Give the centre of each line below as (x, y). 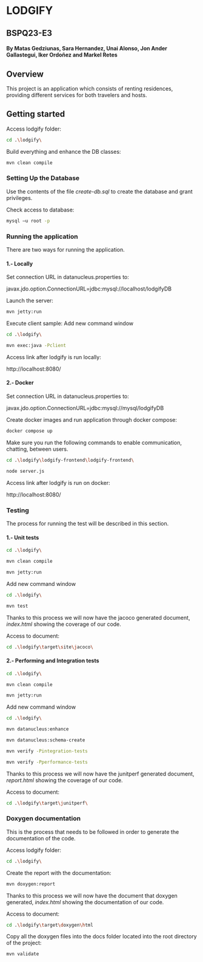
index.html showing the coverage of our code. (64, 624)
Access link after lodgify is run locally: (54, 357)
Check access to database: (40, 210)
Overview (25, 74)
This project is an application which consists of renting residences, (90, 88)
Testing (18, 510)
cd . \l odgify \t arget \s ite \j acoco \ (50, 647)
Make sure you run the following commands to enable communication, (94, 442)
